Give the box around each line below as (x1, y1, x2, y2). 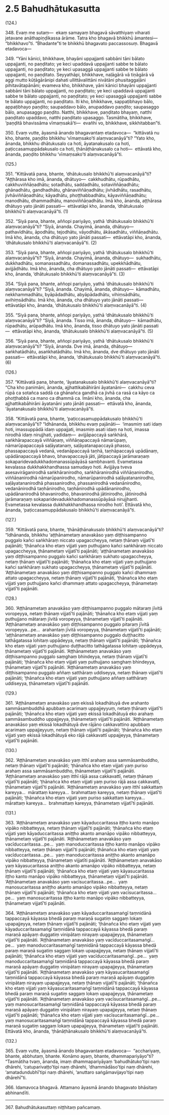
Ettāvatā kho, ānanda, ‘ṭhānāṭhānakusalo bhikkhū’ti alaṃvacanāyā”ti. (5, 1028, 147, 1034)
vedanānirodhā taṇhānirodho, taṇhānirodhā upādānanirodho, (5, 485, 131, 491)
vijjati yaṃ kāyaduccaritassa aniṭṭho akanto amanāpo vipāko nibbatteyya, (5, 830, 157, 837)
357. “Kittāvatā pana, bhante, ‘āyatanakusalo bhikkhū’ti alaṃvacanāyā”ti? (5, 379, 156, 385)
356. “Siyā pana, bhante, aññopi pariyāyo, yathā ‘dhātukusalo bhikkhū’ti (5, 338, 154, 344)
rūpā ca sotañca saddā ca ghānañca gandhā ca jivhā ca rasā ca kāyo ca (5, 390, 155, 396)
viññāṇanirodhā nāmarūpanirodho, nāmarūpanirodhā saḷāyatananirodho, (5, 475, 155, 481)
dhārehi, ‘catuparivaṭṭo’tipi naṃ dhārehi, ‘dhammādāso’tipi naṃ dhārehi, (5, 1063, 153, 1070)
